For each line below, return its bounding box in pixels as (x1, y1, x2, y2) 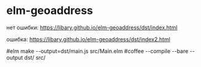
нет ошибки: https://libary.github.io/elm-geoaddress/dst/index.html (6, 24, 178, 31)
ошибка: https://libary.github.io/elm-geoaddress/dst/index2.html (6, 35, 171, 43)
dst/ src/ (24, 54, 46, 61)
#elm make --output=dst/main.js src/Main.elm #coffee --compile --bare (6, 47, 189, 55)
